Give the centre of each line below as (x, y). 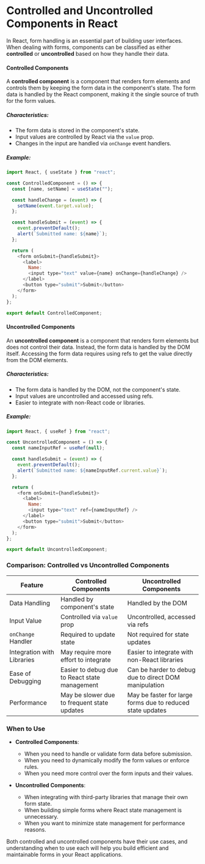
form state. (38, 803)
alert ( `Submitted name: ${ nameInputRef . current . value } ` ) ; (92, 470)
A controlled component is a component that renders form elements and (98, 81)
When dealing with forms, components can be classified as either (89, 47)
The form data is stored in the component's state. (77, 131)
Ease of (20, 673)
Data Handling (30, 603)
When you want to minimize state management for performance (105, 823)
